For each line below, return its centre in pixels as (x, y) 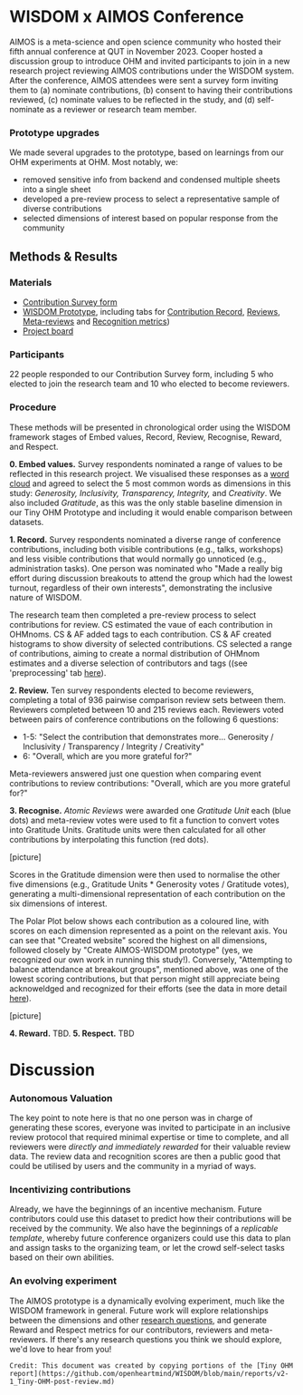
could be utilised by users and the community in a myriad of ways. (133, 1166)
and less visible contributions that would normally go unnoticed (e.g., (138, 559)
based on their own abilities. (62, 1257)
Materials (31, 282)
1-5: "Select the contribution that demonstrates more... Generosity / (148, 737)
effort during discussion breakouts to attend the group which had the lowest (151, 578)
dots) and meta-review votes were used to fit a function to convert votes (145, 820)
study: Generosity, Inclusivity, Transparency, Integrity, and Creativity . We (146, 493)
